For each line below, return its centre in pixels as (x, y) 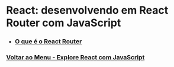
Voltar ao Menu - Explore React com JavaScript (75, 58)
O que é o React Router (48, 42)
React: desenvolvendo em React (87, 10)
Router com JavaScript (64, 23)
